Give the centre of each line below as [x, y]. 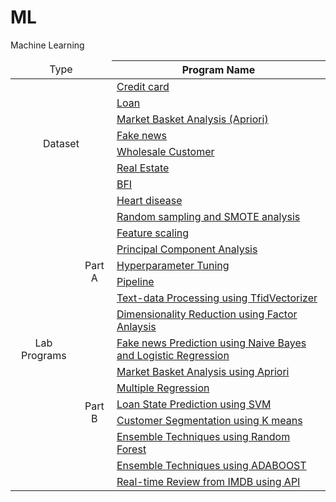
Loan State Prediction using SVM [194, 404]
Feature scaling [153, 233]
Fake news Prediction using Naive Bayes [211, 343]
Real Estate [143, 168]
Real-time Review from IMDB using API [208, 481]
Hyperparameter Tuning [173, 265]
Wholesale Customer [165, 151]
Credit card [143, 86]
